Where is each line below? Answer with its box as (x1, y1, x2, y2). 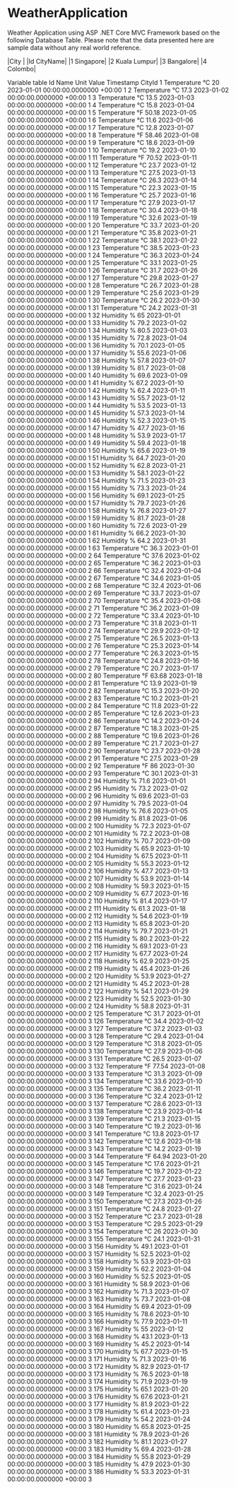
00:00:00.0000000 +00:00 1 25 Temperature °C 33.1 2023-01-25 (7, 258, 198, 266)
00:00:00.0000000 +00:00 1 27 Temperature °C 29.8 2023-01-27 (7, 273, 199, 282)
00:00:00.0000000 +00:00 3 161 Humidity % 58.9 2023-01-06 (7, 1279, 190, 1288)
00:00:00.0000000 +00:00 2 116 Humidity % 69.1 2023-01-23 (7, 941, 188, 950)
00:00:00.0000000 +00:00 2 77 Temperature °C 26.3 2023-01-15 (7, 649, 199, 657)
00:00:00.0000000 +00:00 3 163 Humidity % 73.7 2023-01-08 (7, 1295, 191, 1303)
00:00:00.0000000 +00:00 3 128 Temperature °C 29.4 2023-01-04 (7, 1032, 204, 1040)
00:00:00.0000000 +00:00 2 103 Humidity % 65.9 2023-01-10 (7, 844, 190, 852)
